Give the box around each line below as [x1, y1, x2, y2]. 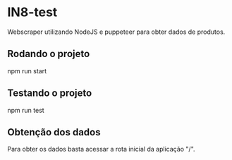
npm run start [7, 66, 47, 75]
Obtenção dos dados [7, 126, 101, 138]
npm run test [7, 106, 44, 114]
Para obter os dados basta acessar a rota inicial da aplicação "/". [7, 145, 195, 154]
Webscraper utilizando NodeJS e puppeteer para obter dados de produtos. [7, 27, 226, 36]
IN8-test [7, 4, 58, 20]
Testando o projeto [7, 87, 92, 99]
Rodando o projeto [7, 48, 90, 60]
